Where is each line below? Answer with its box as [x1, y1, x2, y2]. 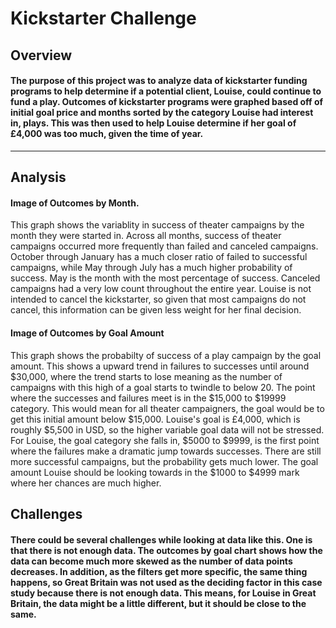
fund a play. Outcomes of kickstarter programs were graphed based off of [10, 96, 324, 108]
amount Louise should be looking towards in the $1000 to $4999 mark [10, 466, 300, 478]
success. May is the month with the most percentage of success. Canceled [10, 272, 321, 284]
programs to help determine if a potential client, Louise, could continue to [10, 85, 322, 97]
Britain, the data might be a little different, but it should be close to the [10, 597, 307, 609]
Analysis [10, 169, 67, 186]
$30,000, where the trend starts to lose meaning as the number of [10, 370, 283, 382]
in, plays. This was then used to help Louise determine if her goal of [10, 117, 297, 129]
